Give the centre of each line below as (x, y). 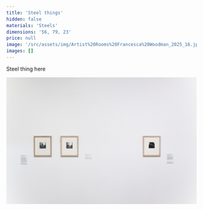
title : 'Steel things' (35, 13)
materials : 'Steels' (32, 25)
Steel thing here (26, 69)
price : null (21, 38)
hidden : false (24, 19)
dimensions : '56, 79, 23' (39, 32)
